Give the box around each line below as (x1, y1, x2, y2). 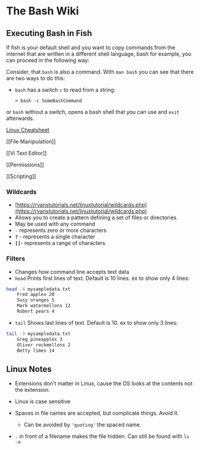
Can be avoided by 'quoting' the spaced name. (23, 421, 141, 428)
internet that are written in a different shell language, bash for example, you (6, 50, 192, 58)
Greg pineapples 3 (17, 336, 63, 342)
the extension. (14, 386, 50, 394)
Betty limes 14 (17, 348, 55, 354)
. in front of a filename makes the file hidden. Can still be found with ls (14, 433, 190, 440)
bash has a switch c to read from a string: (14, 86, 116, 93)
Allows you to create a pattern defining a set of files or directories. (14, 214, 178, 221)
